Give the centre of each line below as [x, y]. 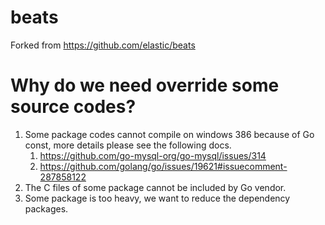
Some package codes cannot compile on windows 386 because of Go [169, 134]
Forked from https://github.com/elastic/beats [103, 45]
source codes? [73, 107]
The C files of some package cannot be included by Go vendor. [155, 187]
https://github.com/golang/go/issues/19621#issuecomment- [163, 166]
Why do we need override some [145, 85]
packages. [46, 208]
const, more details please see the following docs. [128, 145]
